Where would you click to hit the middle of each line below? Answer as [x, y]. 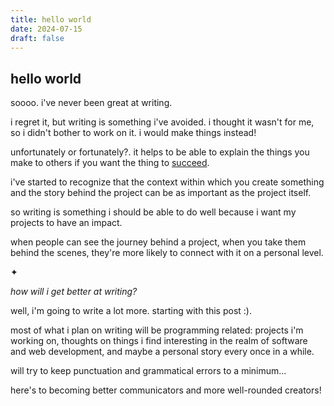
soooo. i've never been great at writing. [91, 103]
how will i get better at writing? [74, 292]
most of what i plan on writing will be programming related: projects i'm [157, 330]
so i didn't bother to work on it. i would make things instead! [133, 133]
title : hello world [51, 19]
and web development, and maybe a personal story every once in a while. [162, 352]
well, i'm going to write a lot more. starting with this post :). [131, 311]
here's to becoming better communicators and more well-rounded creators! [166, 390]
